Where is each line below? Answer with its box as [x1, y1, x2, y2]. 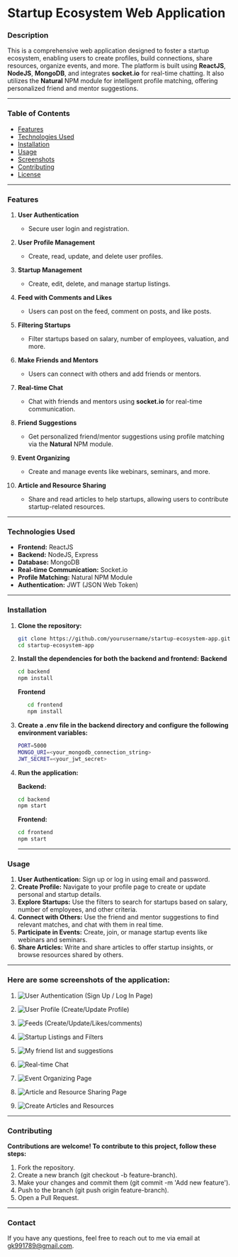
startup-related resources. [28, 502, 106, 511]
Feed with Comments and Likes [17, 293, 112, 302]
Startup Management [17, 266, 83, 274]
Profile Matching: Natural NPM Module [17, 573, 133, 582]
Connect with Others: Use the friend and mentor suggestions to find [17, 913, 219, 922]
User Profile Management [17, 238, 96, 247]
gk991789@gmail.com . [7, 1241, 74, 1250]
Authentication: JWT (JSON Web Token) [17, 581, 139, 589]
